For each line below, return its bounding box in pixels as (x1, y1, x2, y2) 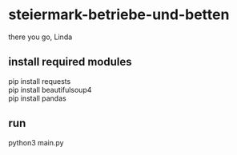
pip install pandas (8, 93, 66, 103)
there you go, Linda (8, 32, 73, 42)
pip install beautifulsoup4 (8, 85, 92, 94)
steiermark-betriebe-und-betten (8, 6, 230, 24)
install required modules (8, 55, 132, 69)
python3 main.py (8, 137, 64, 147)
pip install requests (8, 76, 71, 85)
